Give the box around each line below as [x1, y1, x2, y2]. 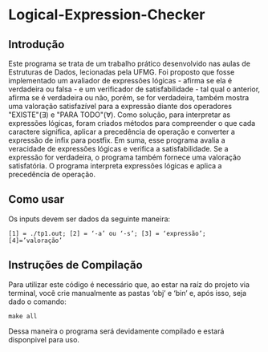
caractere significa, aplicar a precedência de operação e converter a [8, 127, 235, 136]
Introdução [8, 38, 65, 51]
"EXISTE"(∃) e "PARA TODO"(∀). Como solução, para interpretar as [8, 110, 231, 119]
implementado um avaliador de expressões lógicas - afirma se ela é [8, 76, 233, 85]
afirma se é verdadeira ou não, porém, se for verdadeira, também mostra [8, 93, 250, 102]
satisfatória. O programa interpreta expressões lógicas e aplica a [8, 161, 222, 170]
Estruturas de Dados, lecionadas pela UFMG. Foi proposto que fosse [8, 67, 235, 77]
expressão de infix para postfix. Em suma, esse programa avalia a [8, 136, 226, 145]
